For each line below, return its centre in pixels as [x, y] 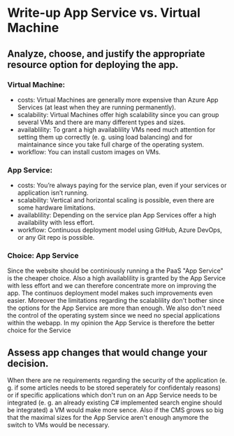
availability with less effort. [56, 223]
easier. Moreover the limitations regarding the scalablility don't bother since [116, 301]
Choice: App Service [43, 256]
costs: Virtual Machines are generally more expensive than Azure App [118, 100]
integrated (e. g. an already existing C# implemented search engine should [115, 403]
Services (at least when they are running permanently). [97, 107]
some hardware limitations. [56, 207]
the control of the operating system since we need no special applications [114, 315]
